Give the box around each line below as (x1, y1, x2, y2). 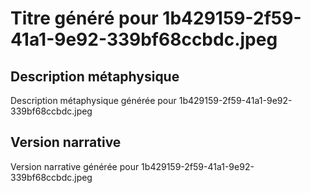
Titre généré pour (10, 7, 159, 30)
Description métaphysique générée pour (10, 95, 177, 106)
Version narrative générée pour (10, 160, 140, 172)
